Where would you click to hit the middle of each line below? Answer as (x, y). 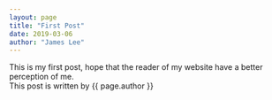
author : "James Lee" (47, 42)
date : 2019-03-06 (41, 34)
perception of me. (42, 77)
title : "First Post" (47, 26)
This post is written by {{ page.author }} (82, 86)
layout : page (33, 17)
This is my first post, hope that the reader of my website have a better (136, 67)
